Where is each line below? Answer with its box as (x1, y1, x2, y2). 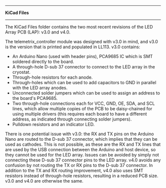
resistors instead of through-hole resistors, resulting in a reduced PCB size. (5, 173, 159, 179)
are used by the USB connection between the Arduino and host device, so (5, 147, 156, 153)
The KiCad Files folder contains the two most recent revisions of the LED (5, 24, 153, 30)
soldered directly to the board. (12, 59, 74, 64)
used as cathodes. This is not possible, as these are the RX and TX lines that (5, 141, 161, 147)
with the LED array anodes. (12, 85, 68, 91)
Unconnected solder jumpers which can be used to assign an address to (12, 90, 161, 96)
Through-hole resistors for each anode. (12, 74, 93, 80)
